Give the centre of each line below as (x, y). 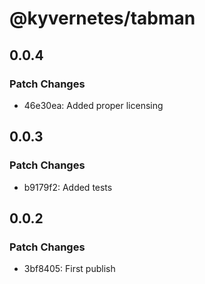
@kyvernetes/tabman (102, 18)
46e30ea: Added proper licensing (93, 105)
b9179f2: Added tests (68, 187)
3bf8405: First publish (69, 269)
